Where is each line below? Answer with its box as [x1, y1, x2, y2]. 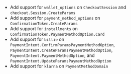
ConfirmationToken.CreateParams [10, 21, 78, 26]
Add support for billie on [10, 36, 64, 42]
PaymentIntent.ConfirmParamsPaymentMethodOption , [10, 42, 115, 47]
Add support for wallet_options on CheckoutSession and [10, 5, 126, 10]
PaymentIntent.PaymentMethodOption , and [10, 52, 95, 58]
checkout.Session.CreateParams [10, 11, 76, 16]
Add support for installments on [10, 26, 78, 32]
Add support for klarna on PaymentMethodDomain [10, 63, 108, 69]
